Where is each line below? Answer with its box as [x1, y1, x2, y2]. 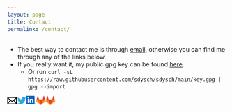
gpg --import [27, 84, 66, 91]
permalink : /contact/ [7, 26, 70, 32]
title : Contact [7, 18, 52, 26]
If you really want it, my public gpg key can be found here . [17, 60, 185, 68]
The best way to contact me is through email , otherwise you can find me [17, 46, 226, 54]
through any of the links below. [17, 53, 107, 62]
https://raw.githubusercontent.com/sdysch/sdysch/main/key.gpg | [27, 76, 222, 83]
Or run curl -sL [27, 68, 73, 76]
